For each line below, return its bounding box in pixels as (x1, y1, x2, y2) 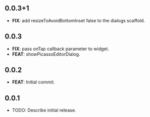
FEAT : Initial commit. (12, 79, 55, 85)
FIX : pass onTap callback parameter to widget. (12, 46, 110, 52)
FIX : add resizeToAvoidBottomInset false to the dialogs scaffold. (12, 17, 145, 23)
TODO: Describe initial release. (12, 107, 76, 113)
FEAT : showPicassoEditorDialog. (12, 51, 80, 57)
